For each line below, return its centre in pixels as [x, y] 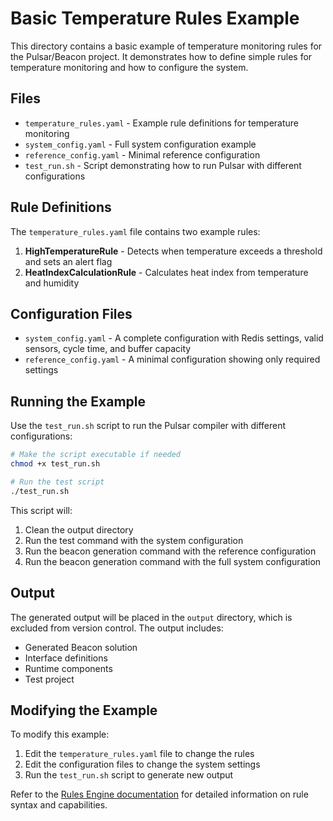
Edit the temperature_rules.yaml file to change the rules [139, 754]
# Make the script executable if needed [96, 455]
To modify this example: [60, 734]
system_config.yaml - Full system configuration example [140, 144]
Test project [49, 679]
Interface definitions [66, 658]
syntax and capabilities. [59, 805]
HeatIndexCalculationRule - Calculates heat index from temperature [166, 272]
